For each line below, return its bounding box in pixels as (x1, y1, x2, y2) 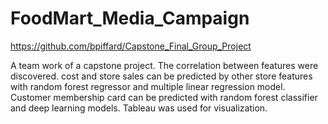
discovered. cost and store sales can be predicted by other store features (10, 70, 313, 82)
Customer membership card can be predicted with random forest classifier (10, 91, 318, 103)
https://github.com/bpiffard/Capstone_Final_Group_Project (10, 40, 252, 52)
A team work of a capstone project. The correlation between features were (10, 59, 319, 71)
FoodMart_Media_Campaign (10, 7, 250, 30)
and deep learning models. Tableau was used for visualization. (10, 102, 268, 114)
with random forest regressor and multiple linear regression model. (10, 80, 286, 92)
